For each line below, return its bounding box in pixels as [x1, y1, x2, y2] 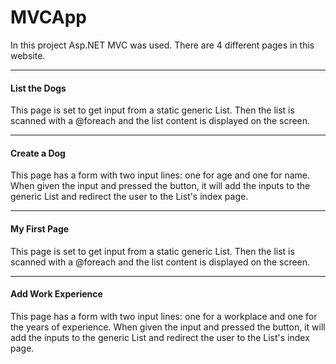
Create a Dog [10, 147, 66, 159]
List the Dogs [10, 82, 67, 94]
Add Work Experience [10, 288, 103, 300]
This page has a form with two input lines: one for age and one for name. [10, 169, 311, 181]
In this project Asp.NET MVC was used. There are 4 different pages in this [10, 39, 315, 51]
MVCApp [10, 6, 88, 29]
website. [10, 49, 46, 61]
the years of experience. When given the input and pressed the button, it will [10, 321, 326, 333]
